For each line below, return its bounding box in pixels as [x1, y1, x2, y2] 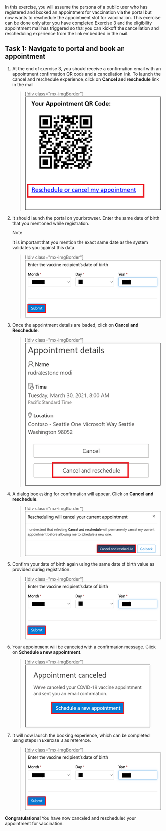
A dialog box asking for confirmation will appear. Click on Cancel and [12, 491, 154, 497]
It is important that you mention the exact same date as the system [12, 239, 148, 245]
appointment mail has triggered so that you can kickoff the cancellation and [5, 25, 159, 31]
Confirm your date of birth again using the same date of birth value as [12, 561, 155, 567]
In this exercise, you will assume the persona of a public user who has [5, 4, 148, 10]
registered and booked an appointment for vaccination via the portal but [5, 9, 152, 15]
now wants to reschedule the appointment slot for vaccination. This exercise [5, 15, 161, 20]
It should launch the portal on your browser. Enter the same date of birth [12, 215, 160, 221]
